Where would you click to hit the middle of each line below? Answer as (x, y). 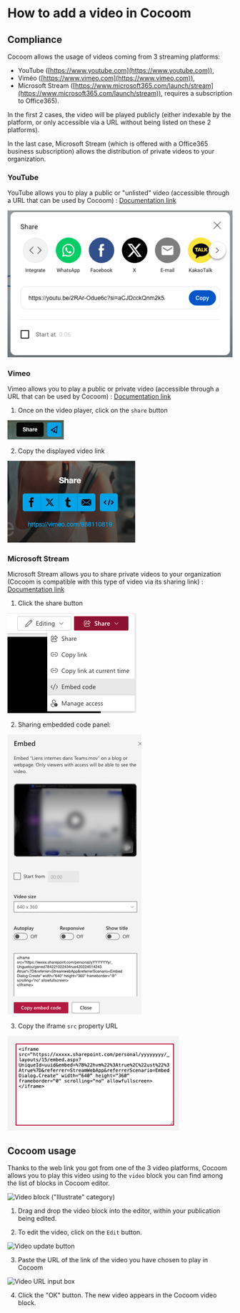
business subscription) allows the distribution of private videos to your (111, 151)
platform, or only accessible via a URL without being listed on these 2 (109, 122)
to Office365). (38, 101)
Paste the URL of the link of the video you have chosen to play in (113, 1260)
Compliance (35, 40)
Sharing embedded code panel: (64, 725)
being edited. (37, 1219)
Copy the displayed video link (61, 451)
